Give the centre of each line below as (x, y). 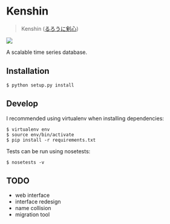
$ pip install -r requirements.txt (51, 140)
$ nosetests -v (25, 162)
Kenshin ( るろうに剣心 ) (50, 28)
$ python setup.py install (40, 85)
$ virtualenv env (28, 129)
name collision (33, 208)
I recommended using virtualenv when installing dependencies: (85, 118)
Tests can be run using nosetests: (48, 151)
